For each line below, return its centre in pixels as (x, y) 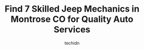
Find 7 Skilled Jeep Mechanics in (72, 9)
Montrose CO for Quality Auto (72, 19)
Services (72, 30)
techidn (72, 43)
